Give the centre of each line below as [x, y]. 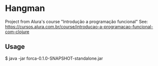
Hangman [25, 8]
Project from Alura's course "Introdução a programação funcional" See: [77, 22]
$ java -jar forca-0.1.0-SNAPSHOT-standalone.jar [54, 58]
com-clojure [17, 32]
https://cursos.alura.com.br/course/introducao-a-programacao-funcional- [79, 26]
